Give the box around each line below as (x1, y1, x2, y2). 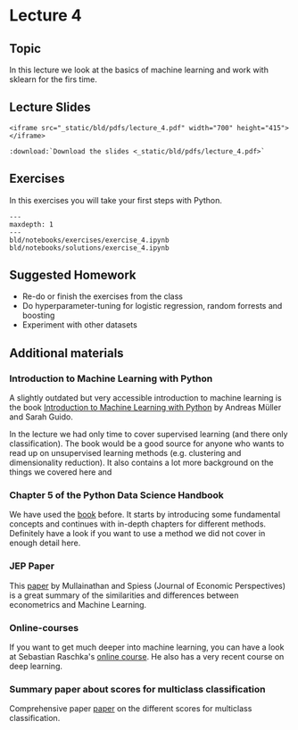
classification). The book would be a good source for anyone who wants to (9, 438, 285, 449)
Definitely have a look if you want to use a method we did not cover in (9, 528, 266, 539)
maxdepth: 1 (9, 220, 54, 228)
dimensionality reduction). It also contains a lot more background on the (9, 457, 274, 469)
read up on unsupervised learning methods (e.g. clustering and (9, 448, 242, 459)
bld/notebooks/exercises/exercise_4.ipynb (9, 236, 170, 245)
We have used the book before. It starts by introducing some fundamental (9, 510, 281, 520)
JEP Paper (9, 560, 55, 572)
